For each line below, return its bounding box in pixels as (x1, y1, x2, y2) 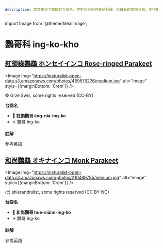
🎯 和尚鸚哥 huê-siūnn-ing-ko (12, 209, 71, 216)
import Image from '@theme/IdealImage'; (5, 20, 87, 26)
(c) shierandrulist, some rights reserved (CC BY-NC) (5, 189, 109, 195)
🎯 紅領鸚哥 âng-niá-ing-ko (12, 112, 66, 119)
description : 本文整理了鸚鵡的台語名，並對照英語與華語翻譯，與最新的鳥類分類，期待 (5, 7, 156, 12)
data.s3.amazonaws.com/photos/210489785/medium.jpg (5, 175, 120, 181)
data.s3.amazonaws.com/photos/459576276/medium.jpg (5, 78, 120, 84)
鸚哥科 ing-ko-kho (5, 39, 79, 50)
